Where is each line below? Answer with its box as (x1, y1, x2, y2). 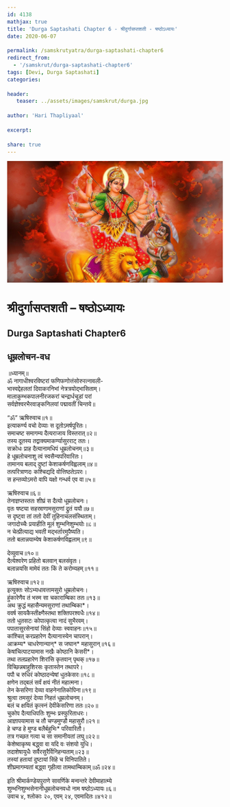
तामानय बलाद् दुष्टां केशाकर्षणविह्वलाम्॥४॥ (7, 460, 97, 469)
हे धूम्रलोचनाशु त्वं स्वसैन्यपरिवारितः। (7, 452, 84, 460)
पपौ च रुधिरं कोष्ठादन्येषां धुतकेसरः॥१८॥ (7, 671, 94, 679)
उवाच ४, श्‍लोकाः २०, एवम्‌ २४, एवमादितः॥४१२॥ (7, 792, 112, 801)
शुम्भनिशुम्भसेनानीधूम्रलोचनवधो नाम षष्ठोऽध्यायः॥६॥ (7, 784, 116, 793)
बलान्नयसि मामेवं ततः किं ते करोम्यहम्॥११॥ (7, 564, 99, 573)
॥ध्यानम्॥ (7, 369, 29, 377)
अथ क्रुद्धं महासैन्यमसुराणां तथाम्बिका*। (7, 601, 90, 610)
